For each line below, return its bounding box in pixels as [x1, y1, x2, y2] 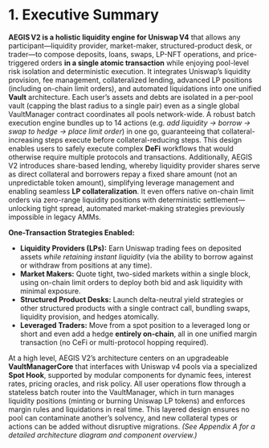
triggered [8, 58, 39, 68]
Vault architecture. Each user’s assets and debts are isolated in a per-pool [8, 92, 254, 102]
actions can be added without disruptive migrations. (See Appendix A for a [8, 421, 255, 431]
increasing [8, 135, 43, 144]
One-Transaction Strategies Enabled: [8, 227, 135, 237]
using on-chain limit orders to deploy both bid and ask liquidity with [19, 277, 243, 287]
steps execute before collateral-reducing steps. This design [44, 135, 243, 144]
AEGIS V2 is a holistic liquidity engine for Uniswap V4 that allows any [8, 32, 241, 42]
